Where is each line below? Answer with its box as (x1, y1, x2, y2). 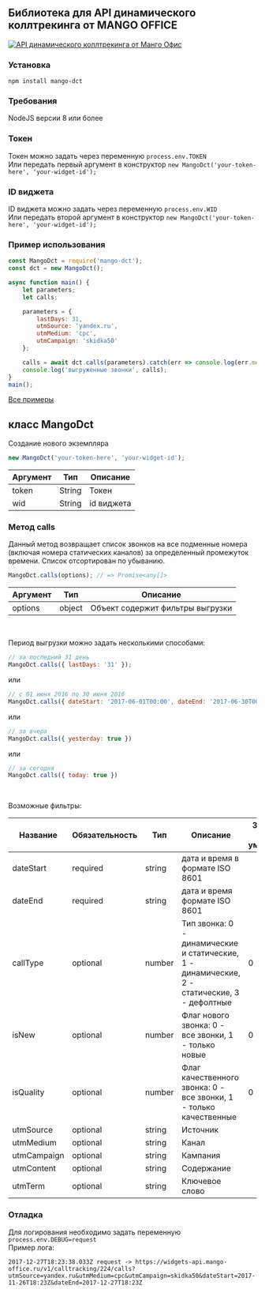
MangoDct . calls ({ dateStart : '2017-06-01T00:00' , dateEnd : (8, 697, 207, 705)
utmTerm (12, 1181, 46, 1192)
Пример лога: (8, 1242, 55, 1252)
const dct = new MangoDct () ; (8, 265, 104, 273)
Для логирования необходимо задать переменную (8, 1227, 181, 1237)
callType (12, 957, 44, 968)
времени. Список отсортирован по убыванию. (8, 556, 166, 566)
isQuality (12, 1087, 45, 1098)
